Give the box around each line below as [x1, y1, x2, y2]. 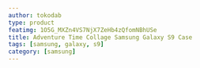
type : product [8, 19, 55, 27]
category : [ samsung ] [8, 48, 77, 55]
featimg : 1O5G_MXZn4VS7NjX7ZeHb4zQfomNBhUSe [8, 26, 157, 34]
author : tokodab [8, 11, 62, 20]
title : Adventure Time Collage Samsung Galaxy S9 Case [8, 33, 193, 41]
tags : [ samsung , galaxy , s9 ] [8, 41, 104, 48]
